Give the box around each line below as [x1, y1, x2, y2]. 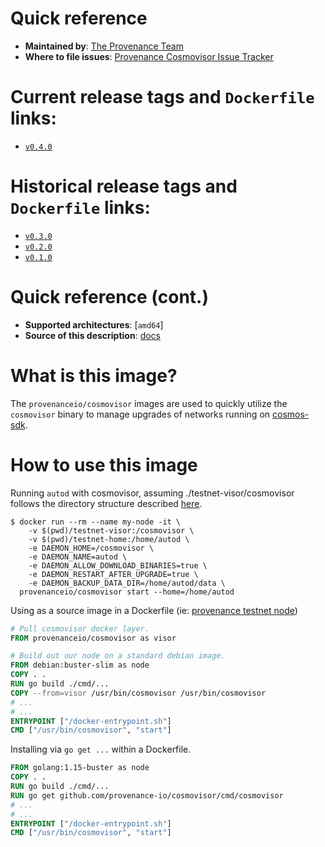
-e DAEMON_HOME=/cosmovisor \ [28, 543, 155, 553]
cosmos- [271, 408, 310, 420]
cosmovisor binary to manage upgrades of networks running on [10, 408, 271, 420]
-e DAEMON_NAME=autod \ [28, 552, 128, 562]
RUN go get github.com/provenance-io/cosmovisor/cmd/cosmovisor [10, 790, 284, 801]
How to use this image [10, 453, 198, 476]
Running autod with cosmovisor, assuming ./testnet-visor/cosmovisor [10, 487, 295, 499]
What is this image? [10, 364, 178, 387]
